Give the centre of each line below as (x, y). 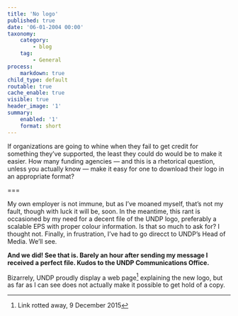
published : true (31, 21)
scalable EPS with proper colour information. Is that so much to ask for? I (114, 226)
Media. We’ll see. (32, 241)
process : (20, 67)
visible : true (28, 100)
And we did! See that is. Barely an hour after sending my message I (108, 255)
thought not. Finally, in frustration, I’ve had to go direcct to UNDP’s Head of (117, 234)
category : (35, 40)
